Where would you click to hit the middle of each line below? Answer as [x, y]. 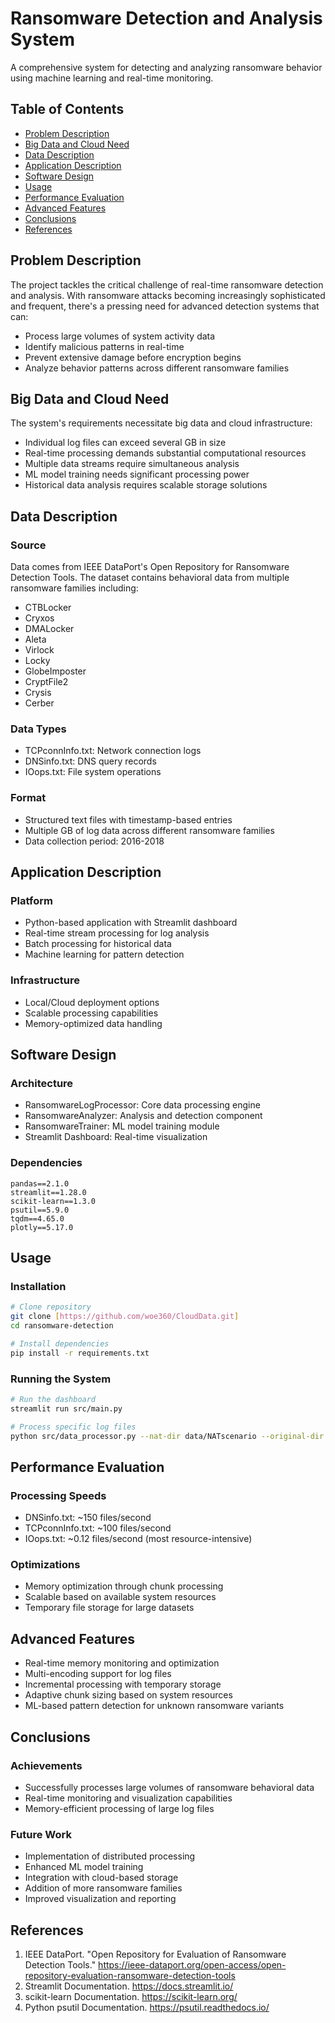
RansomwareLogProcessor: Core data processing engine [142, 1105]
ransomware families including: [74, 588]
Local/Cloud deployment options [92, 1002]
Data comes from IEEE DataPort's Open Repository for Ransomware [150, 567]
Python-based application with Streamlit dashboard [131, 923]
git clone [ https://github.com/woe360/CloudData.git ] [125, 1317]
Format [28, 798]
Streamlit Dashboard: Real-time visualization [116, 1137]
